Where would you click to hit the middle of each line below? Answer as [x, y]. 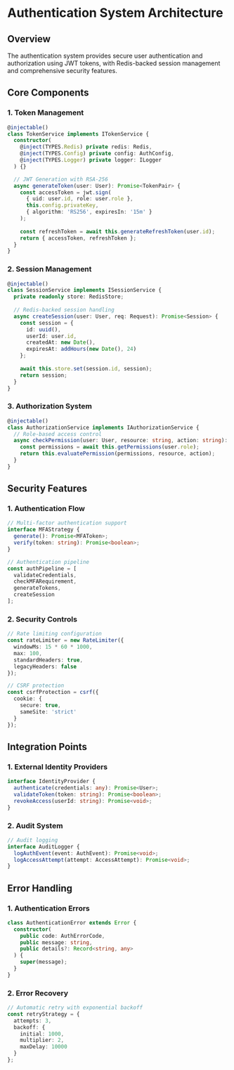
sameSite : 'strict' [48, 711]
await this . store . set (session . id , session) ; [86, 368]
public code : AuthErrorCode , [63, 936]
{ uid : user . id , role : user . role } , [79, 199]
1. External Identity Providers [57, 766]
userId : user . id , [51, 336]
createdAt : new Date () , [61, 342]
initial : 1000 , [42, 1034]
